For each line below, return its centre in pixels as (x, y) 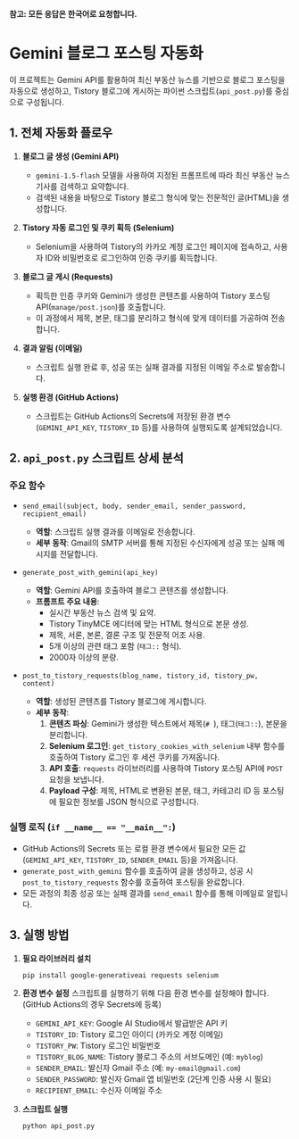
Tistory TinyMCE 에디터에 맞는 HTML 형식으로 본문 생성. (149, 624)
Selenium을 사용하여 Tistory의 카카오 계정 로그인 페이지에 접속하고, (154, 246)
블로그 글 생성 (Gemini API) (71, 156)
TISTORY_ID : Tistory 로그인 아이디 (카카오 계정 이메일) (129, 1035)
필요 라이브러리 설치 (57, 958)
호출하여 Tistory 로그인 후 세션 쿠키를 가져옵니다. (134, 757)
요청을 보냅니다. (76, 779)
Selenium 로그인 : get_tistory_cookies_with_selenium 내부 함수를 (167, 746)
